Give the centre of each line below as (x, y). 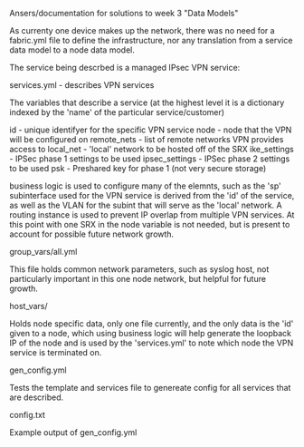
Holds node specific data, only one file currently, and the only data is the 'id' (152, 324)
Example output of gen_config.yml (73, 432)
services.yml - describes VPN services (82, 85)
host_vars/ (28, 306)
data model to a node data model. (72, 50)
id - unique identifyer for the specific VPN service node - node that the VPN (151, 130)
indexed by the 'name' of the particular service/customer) (117, 112)
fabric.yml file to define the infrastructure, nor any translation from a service (151, 40)
